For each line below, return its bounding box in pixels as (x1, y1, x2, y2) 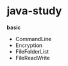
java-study (7, 4, 62, 18)
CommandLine (15, 35, 52, 42)
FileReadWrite (15, 54, 50, 61)
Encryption (15, 42, 43, 49)
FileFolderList (15, 48, 50, 55)
